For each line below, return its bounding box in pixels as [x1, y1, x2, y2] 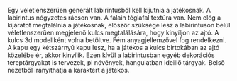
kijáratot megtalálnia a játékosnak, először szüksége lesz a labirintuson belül [7, 21, 231, 29]
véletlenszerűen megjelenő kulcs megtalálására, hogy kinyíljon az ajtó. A [7, 28, 219, 37]
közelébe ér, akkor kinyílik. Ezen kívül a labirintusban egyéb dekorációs [7, 51, 215, 59]
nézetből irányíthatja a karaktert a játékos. [7, 66, 130, 74]
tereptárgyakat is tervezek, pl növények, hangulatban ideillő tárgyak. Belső [7, 58, 225, 66]
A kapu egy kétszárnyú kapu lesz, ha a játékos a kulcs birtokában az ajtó [7, 44, 220, 51]
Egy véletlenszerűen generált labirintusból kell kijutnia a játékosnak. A [7, 6, 211, 14]
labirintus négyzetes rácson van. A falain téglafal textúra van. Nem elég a [7, 13, 221, 22]
